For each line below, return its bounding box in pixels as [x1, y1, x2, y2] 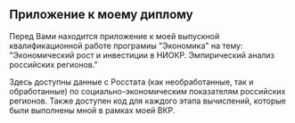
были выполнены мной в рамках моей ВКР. [9, 104, 176, 115]
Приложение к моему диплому [9, 7, 193, 22]
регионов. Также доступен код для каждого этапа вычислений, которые [9, 95, 287, 106]
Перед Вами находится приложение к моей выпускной [9, 30, 220, 41]
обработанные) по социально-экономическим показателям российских [9, 86, 286, 96]
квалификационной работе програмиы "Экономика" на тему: [9, 40, 243, 51]
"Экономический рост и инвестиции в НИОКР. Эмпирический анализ [9, 49, 275, 61]
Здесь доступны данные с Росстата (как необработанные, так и [9, 76, 254, 87]
